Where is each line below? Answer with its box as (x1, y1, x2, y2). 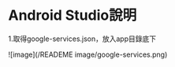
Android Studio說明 (8, 6, 137, 24)
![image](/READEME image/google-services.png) (8, 50, 168, 59)
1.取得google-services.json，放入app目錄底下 (8, 34, 157, 43)
